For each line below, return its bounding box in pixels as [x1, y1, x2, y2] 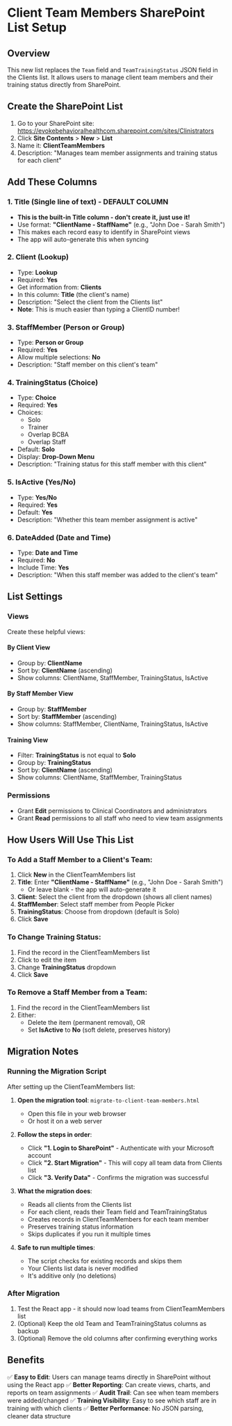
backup [17, 1327, 40, 1335]
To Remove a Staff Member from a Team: [7, 987, 148, 997]
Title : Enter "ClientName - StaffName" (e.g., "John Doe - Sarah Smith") [17, 878, 224, 886]
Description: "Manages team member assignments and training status [17, 148, 217, 157]
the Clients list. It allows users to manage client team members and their [7, 73, 213, 81]
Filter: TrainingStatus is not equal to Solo [17, 751, 137, 759]
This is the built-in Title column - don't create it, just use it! [17, 213, 190, 221]
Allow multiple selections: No [17, 353, 101, 362]
